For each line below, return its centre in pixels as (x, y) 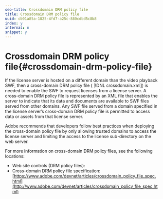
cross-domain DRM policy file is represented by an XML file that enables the (81, 96)
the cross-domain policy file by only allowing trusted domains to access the (81, 131)
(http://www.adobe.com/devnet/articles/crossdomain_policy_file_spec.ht (85, 186)
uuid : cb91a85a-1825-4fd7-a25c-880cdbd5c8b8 (51, 19)
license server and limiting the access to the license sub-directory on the (78, 136)
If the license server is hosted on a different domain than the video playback (81, 80)
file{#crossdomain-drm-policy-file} (79, 67)
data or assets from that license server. (44, 116)
